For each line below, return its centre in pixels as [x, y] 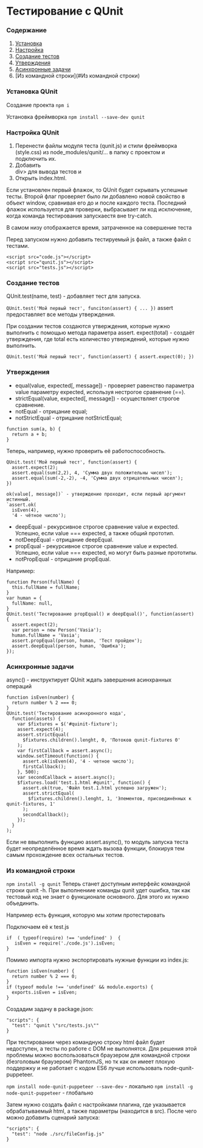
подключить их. [36, 159]
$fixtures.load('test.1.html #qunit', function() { [84, 783]
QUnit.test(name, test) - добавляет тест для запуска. [74, 296]
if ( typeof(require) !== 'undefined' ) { [64, 938]
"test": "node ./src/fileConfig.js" [58, 1134]
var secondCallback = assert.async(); [66, 777]
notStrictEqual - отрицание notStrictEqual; [69, 418]
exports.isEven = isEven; [45, 993]
